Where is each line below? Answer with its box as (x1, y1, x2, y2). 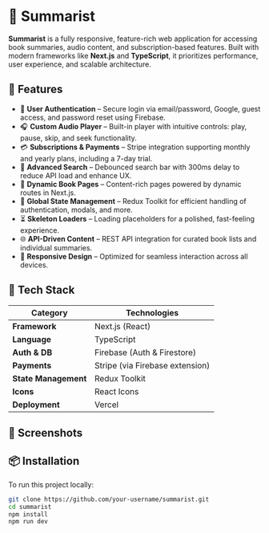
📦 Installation (8, 454, 80, 468)
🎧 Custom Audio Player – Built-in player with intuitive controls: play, (19, 121, 247, 131)
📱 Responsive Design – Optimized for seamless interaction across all (19, 251, 248, 261)
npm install (8, 510, 48, 519)
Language (12, 333, 52, 344)
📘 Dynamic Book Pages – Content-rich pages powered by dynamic (19, 179, 242, 189)
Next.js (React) (94, 320, 151, 332)
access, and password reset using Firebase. (19, 112, 166, 122)
